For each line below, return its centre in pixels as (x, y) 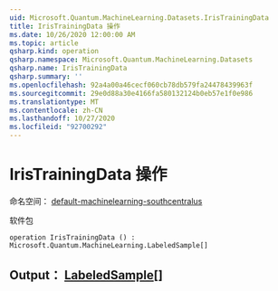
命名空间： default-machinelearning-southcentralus (106, 201)
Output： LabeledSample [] (86, 275)
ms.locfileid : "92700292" (58, 127)
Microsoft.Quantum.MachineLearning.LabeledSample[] (109, 245)
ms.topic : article (44, 43)
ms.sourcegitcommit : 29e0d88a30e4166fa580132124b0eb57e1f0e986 (131, 93)
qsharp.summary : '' (46, 77)
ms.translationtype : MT (54, 102)
